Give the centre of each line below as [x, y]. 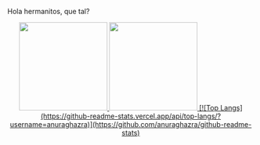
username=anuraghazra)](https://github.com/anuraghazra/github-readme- [131, 124]
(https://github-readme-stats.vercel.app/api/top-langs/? [130, 116]
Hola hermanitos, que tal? [49, 11]
